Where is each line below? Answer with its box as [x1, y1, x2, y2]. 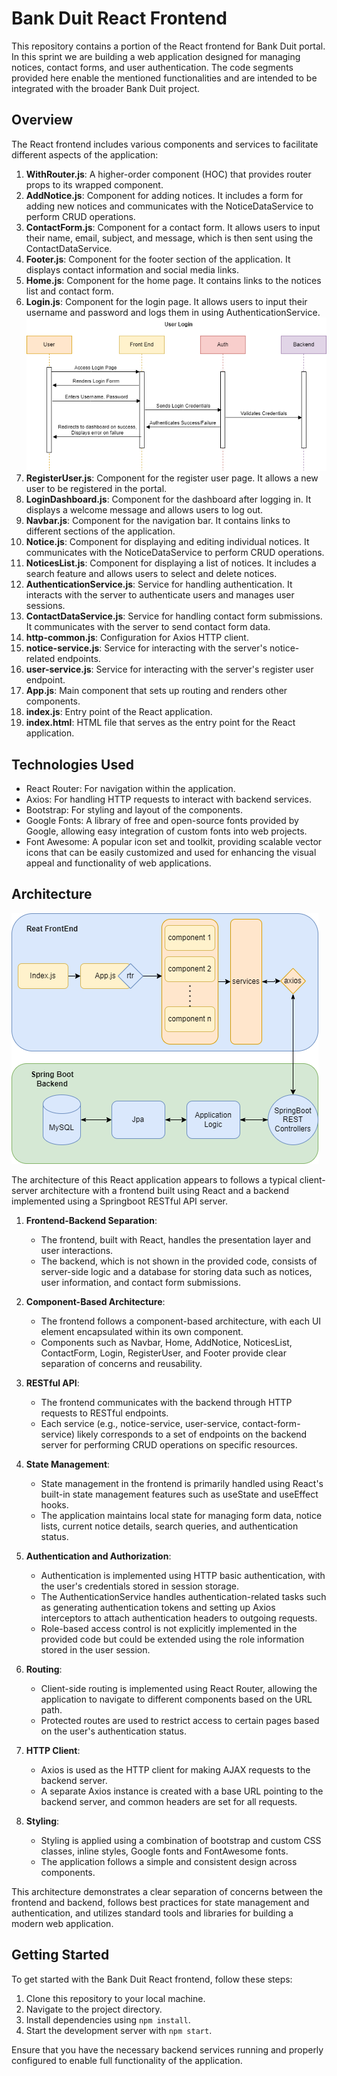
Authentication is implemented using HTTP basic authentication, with [40, 1569, 326, 1581]
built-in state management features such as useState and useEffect [40, 1488, 319, 1500]
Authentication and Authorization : [25, 1550, 172, 1562]
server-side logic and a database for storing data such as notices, [40, 1265, 313, 1277]
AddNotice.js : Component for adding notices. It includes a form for [25, 189, 304, 201]
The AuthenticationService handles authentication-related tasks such [40, 1590, 327, 1602]
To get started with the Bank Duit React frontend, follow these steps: [11, 1973, 293, 1985]
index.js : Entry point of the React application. [25, 706, 213, 718]
